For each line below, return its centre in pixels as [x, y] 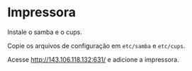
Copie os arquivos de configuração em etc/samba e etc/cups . [96, 45]
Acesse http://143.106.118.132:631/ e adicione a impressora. [93, 59]
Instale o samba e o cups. [45, 32]
